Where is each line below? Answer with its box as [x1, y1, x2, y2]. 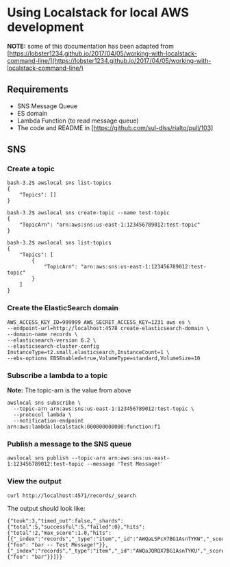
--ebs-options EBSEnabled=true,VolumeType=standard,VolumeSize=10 [7, 355, 201, 362]
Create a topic [7, 164, 55, 174]
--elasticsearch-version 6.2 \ [7, 337, 97, 344]
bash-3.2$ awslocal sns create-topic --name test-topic [7, 210, 170, 216]
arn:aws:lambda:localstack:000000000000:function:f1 [7, 423, 161, 431]
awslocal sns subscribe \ [7, 399, 81, 407]
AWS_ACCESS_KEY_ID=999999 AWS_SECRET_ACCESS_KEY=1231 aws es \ [7, 318, 192, 326]
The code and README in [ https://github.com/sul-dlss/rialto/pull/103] [16, 123, 214, 131]
